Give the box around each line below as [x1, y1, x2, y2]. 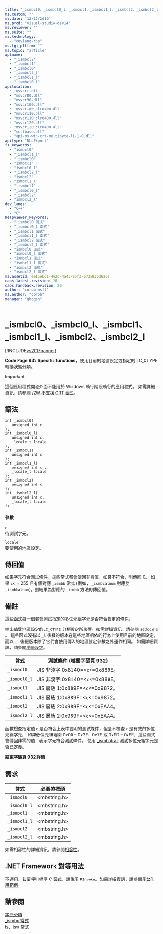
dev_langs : [5, 201, 27, 207]
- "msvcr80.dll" [9, 93, 42, 98]
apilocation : [5, 84, 32, 89]
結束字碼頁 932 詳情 [5, 754, 45, 760]
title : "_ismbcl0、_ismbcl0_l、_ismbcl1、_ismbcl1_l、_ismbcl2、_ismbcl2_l [5, 7, 159, 12]
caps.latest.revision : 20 [5, 278, 57, 284]
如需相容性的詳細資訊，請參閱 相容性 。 [5, 847, 82, 853]
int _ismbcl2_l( [5, 491, 38, 496]
